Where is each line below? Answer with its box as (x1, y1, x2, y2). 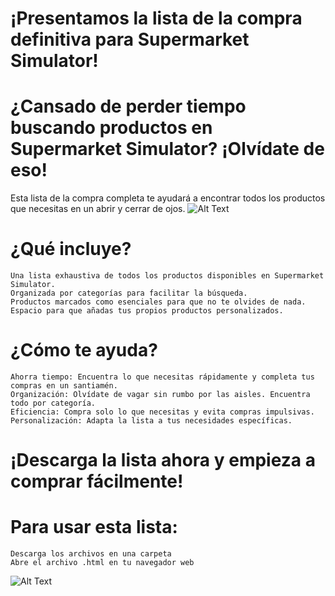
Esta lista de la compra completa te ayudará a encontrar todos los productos (10, 192, 326, 204)
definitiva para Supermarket (10, 28, 250, 51)
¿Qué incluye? (10, 238, 132, 261)
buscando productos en (10, 117, 213, 139)
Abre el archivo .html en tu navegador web (10, 558, 195, 568)
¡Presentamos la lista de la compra (10, 7, 303, 30)
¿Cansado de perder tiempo (10, 95, 247, 118)
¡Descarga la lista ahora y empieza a (10, 449, 316, 472)
